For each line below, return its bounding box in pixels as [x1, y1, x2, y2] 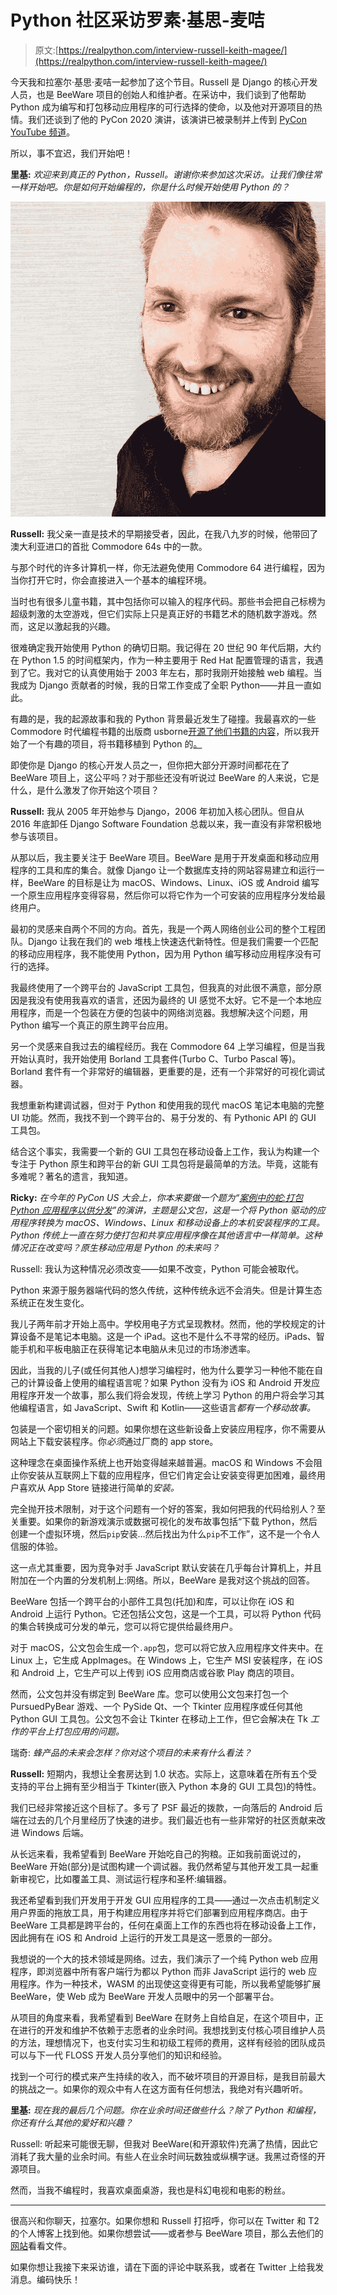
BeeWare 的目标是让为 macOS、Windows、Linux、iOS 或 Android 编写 [27, 877, 320, 889]
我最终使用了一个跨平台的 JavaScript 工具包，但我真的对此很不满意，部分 [10, 982, 314, 994]
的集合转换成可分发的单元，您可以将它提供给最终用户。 [10, 1621, 238, 1633]
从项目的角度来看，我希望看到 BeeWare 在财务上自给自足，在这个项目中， [10, 2012, 315, 2024]
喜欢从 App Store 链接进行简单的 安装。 [18, 1482, 180, 1494]
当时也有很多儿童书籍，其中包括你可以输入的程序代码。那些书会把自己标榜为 [10, 596, 326, 608]
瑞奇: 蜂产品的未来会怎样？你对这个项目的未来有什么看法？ [10, 1747, 252, 1759]
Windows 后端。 [21, 1827, 89, 1839]
